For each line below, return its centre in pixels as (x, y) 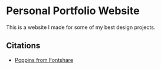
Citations (23, 46)
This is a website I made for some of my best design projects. (81, 27)
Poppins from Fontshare (44, 60)
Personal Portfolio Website (73, 11)
